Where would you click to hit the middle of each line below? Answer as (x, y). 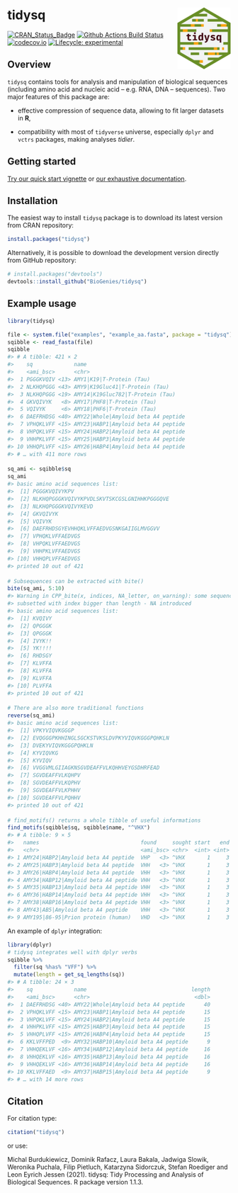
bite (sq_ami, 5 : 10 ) (36, 589)
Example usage (42, 304)
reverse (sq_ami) (31, 716)
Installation (33, 201)
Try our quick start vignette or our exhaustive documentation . (97, 179)
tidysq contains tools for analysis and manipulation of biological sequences (118, 81)
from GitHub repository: (42, 260)
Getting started (42, 162)
